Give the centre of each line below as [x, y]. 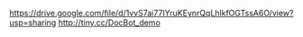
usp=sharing [33, 23]
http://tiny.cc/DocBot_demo [109, 23]
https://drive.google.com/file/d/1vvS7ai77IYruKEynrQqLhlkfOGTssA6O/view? [151, 13]
